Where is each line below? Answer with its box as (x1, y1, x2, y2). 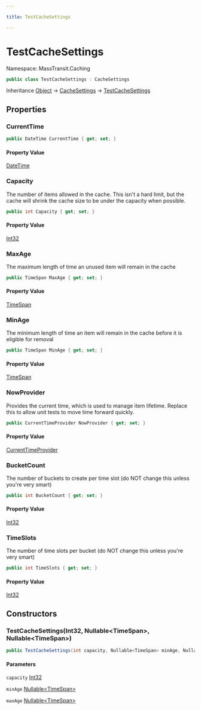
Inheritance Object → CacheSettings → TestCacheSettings (6, 87, 151, 94)
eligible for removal (6, 336, 54, 343)
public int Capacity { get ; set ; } (6, 209, 95, 215)
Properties (6, 104, 47, 114)
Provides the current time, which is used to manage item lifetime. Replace (6, 402, 187, 409)
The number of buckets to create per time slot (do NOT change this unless (6, 475, 190, 482)
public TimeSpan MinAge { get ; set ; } (6, 347, 103, 353)
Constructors (6, 608, 57, 619)
